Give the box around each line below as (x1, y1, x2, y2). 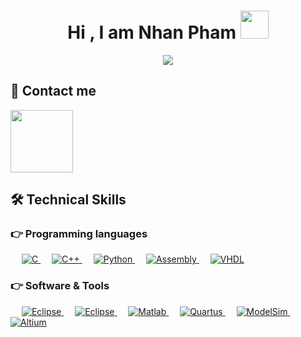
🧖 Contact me (10, 83, 97, 100)
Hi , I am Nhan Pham (67, 21, 237, 44)
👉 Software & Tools (10, 279, 110, 293)
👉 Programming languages (10, 227, 148, 241)
